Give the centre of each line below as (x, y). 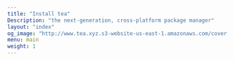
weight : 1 (22, 46)
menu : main (23, 40)
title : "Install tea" (39, 14)
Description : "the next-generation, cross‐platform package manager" (111, 20)
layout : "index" (31, 27)
